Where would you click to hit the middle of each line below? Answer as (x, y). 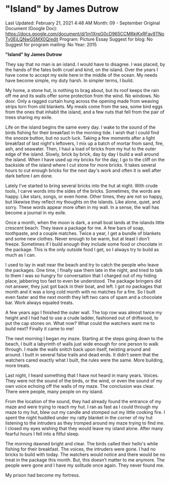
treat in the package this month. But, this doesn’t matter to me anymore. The (85, 460)
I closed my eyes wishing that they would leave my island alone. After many (84, 428)
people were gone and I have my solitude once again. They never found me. (85, 465)
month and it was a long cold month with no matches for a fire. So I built (80, 292)
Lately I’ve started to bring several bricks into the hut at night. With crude (82, 186)
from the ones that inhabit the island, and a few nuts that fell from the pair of (85, 112)
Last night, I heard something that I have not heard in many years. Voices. (82, 375)
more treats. (18, 365)
